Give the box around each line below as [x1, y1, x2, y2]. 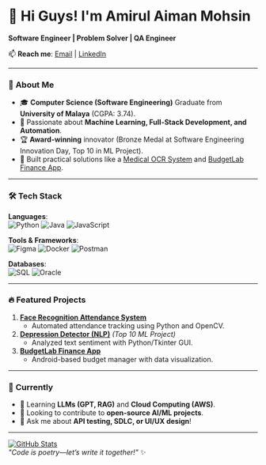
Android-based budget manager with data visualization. [31, 354, 214, 364]
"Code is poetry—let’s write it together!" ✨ [8, 448, 146, 457]
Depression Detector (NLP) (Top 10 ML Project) [19, 329, 177, 338]
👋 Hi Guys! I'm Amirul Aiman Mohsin [8, 7, 251, 25]
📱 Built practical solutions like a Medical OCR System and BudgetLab [19, 154, 244, 164]
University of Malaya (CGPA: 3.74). [19, 109, 136, 119]
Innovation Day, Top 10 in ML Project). [19, 146, 144, 156]
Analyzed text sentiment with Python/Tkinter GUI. [31, 338, 193, 347]
